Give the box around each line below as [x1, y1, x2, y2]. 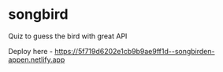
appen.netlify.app [8, 55, 65, 64]
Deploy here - [8, 46, 54, 56]
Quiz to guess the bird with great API [8, 31, 128, 41]
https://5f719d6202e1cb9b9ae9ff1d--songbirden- [54, 46, 215, 56]
